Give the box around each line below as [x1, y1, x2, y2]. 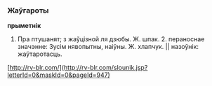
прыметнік [7, 22, 41, 30]
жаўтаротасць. [17, 50, 62, 58]
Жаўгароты [7, 6, 49, 15]
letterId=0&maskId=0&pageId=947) [7, 71, 110, 79]
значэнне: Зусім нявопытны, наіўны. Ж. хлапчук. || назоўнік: [17, 43, 199, 51]
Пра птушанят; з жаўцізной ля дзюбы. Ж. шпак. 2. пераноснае [17, 35, 205, 43]
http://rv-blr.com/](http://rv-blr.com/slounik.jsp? [9, 64, 148, 72]
